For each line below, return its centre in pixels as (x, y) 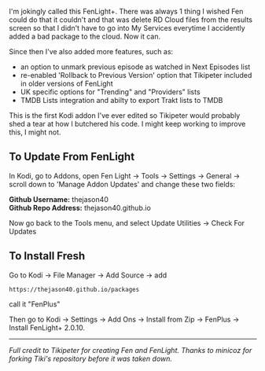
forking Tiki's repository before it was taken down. (90, 358)
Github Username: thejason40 (59, 199)
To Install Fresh (47, 256)
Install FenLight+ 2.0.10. (47, 327)
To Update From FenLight (72, 157)
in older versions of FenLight (66, 83)
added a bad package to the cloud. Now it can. (85, 36)
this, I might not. (35, 132)
